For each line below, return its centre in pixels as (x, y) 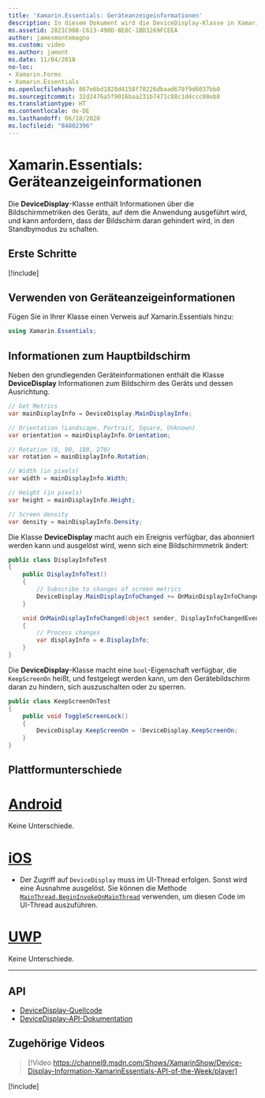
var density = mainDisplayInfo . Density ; (76, 522)
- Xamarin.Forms (35, 74)
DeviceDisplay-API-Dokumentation (76, 1019)
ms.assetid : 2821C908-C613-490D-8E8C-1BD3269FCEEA (93, 30)
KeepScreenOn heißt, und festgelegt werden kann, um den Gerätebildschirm (129, 678)
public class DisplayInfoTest (58, 560)
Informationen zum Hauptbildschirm (99, 356)
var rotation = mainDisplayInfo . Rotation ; (79, 457)
